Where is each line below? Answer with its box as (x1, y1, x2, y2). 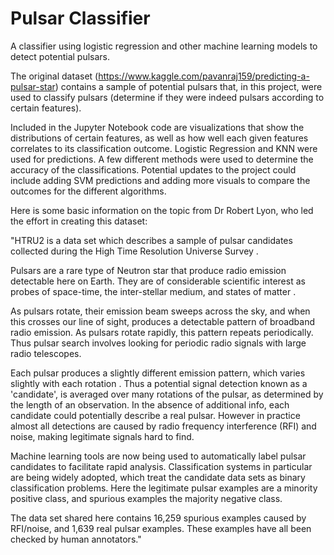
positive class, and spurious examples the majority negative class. (10, 492, 283, 504)
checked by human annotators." (10, 533, 142, 545)
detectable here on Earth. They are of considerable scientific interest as (10, 275, 306, 287)
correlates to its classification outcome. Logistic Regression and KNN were (10, 142, 318, 154)
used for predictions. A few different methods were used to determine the (10, 153, 314, 165)
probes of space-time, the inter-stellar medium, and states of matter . (10, 285, 297, 297)
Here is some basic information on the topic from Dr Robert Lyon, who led (10, 204, 314, 216)
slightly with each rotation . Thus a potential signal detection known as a (10, 377, 308, 389)
